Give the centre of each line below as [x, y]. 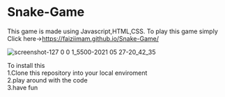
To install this [26, 65]
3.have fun [23, 87]
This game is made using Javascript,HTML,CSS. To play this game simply [113, 31]
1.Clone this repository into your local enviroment [77, 73]
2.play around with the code [48, 80]
